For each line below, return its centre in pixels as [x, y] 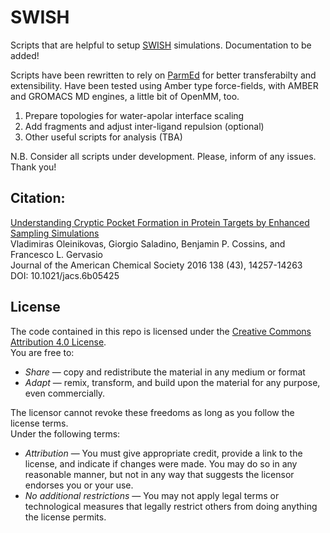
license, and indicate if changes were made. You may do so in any [161, 463]
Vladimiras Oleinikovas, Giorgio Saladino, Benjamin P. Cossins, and [148, 243]
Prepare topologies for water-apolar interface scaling [134, 115]
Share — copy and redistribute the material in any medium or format [165, 372]
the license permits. [65, 517]
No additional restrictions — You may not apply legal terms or [152, 495]
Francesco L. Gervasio [56, 254]
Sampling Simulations [55, 233]
